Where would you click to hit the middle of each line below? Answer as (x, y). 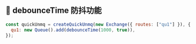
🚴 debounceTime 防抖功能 (54, 11)
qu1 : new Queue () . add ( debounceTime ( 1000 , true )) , (73, 30)
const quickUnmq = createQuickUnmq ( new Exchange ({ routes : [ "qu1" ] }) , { (98, 24)
